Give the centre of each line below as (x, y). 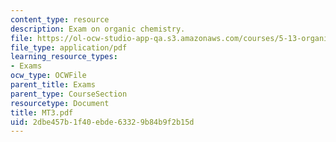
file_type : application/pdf (69, 47)
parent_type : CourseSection (69, 94)
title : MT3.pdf (42, 112)
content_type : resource (60, 19)
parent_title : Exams (53, 85)
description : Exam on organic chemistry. (98, 29)
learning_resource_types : (64, 57)
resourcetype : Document (60, 103)
